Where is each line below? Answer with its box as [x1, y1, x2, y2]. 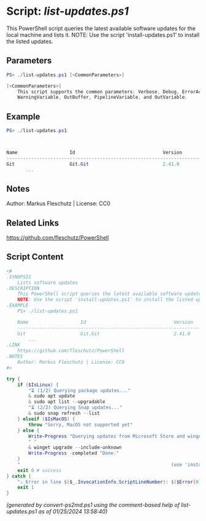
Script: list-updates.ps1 [6, 4, 129, 18]
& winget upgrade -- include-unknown [28, 444, 122, 451]
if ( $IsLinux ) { [17, 382, 59, 388]
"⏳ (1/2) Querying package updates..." [28, 387, 131, 394]
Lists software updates [17, 280, 78, 286]
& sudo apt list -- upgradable [28, 399, 105, 405]
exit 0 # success [17, 467, 62, 474]
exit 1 [17, 484, 34, 491]
